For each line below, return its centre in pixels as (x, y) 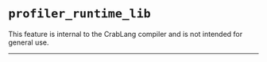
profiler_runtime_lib (79, 14)
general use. (29, 42)
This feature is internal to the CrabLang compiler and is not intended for (126, 34)
